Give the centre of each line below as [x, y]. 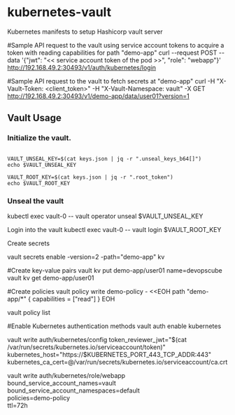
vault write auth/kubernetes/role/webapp [66, 375]
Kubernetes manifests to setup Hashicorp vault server [85, 32]
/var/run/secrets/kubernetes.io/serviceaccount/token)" [86, 347]
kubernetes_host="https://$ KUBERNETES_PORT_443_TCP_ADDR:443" [109, 354]
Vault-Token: [26, 88]
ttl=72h [17, 405]
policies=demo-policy [39, 397]
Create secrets [29, 243]
